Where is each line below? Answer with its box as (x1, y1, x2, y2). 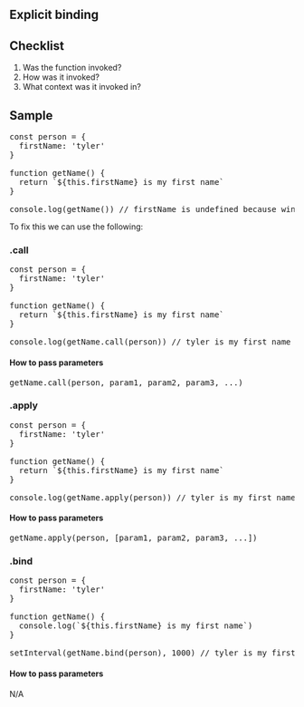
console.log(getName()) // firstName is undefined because (9, 204, 278, 215)
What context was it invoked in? (22, 82, 142, 92)
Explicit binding (9, 7, 100, 23)
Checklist (9, 38, 65, 53)
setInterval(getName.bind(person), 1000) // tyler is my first (9, 648, 296, 658)
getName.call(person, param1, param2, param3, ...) (9, 377, 244, 388)
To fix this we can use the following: (9, 221, 144, 232)
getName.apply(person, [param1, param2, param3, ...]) (9, 533, 258, 543)
